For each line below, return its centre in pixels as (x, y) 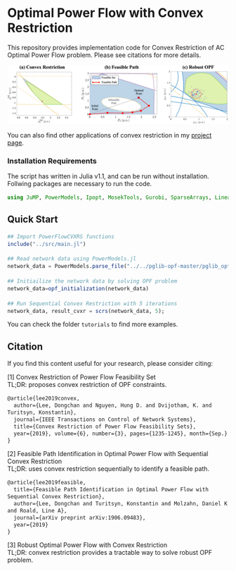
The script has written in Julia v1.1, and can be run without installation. (108, 176)
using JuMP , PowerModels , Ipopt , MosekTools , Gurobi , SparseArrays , (110, 198)
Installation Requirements (52, 161)
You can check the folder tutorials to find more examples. (93, 324)
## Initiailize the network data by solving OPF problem (92, 281)
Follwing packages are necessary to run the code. (80, 184)
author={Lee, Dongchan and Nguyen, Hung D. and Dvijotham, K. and (113, 406)
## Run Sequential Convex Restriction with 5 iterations (92, 303)
